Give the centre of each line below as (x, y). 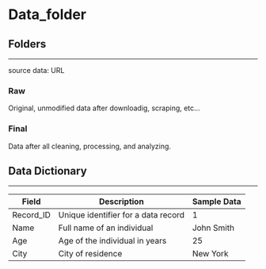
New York (210, 254)
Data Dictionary (47, 171)
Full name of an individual (106, 228)
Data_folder (47, 15)
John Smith (213, 228)
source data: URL (36, 70)
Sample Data (217, 202)
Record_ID (32, 215)
